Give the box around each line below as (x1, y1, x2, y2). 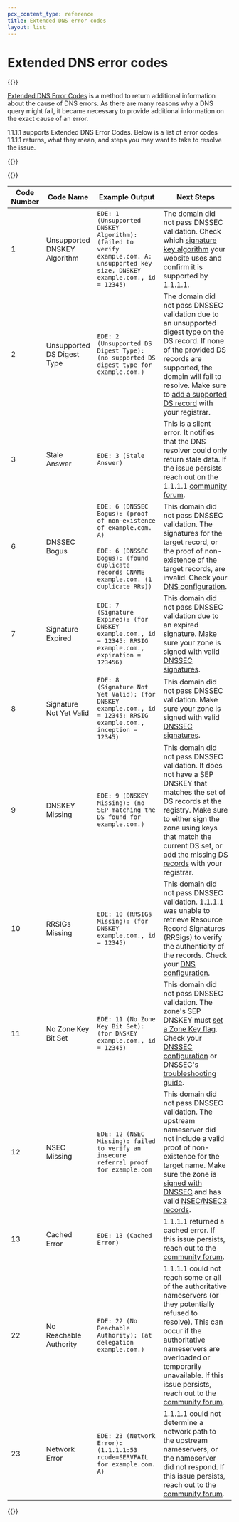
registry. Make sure (163, 806, 228, 815)
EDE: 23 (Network (97, 1432, 156, 1440)
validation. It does (163, 761, 223, 771)
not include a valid (163, 1134, 225, 1144)
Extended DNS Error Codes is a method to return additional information (7, 92, 216, 100)
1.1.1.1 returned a (163, 1216, 225, 1226)
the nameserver (163, 1454, 216, 1464)
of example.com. (97, 524, 152, 532)
